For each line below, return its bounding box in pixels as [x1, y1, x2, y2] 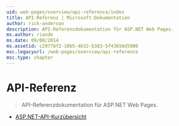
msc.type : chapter [6, 54, 53, 61]
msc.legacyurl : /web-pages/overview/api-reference [6, 49, 139, 55]
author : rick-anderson [6, 20, 64, 26]
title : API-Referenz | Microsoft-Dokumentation [6, 15, 131, 21]
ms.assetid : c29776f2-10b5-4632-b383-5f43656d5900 [6, 43, 139, 50]
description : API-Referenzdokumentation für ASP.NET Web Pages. [6, 26, 174, 32]
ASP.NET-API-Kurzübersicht [15, 113, 87, 120]
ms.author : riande [6, 32, 53, 38]
